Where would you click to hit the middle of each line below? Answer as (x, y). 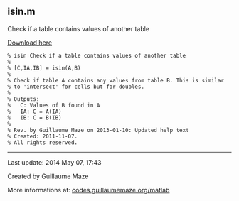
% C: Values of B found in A (54, 105)
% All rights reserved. (43, 142)
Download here (30, 43)
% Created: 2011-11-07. (43, 136)
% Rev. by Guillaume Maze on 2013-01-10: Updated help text (99, 130)
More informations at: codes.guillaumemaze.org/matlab (89, 190)
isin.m (21, 12)
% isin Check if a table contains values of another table (97, 55)
